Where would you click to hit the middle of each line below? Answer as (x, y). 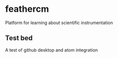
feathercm (27, 9)
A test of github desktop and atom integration (52, 50)
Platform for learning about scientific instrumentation (59, 23)
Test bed (19, 38)
